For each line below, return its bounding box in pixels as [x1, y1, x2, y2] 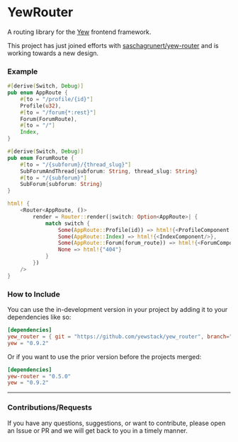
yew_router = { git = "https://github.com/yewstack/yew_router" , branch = [7, 333, 230, 340]
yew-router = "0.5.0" [7, 373, 72, 380]
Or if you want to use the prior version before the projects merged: [7, 352, 202, 361]
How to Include [7, 289, 60, 299]
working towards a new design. [7, 49, 99, 57]
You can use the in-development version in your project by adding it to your [7, 306, 228, 314]
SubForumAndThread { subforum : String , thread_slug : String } [20, 168, 198, 175]
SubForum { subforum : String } [20, 181, 103, 188]
